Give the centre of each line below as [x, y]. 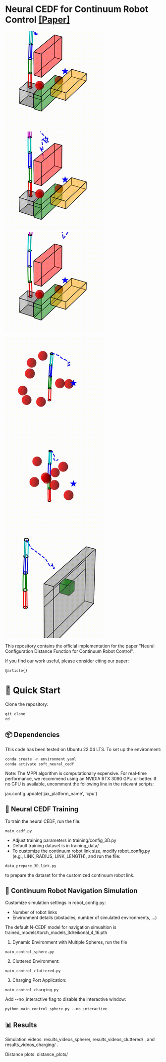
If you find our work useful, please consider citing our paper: [67, 661]
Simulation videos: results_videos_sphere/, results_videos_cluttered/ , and [80, 1040]
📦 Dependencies [32, 735]
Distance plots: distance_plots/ [37, 1055]
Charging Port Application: [39, 980]
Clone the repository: [27, 704]
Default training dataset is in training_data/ [55, 845]
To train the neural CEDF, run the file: [43, 821]
